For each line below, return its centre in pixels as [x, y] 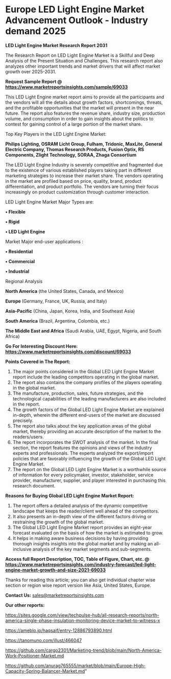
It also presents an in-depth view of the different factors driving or [82, 516]
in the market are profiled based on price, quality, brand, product [74, 181]
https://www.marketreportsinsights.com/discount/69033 [68, 351]
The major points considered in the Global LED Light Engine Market [83, 371]
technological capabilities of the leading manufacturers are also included [89, 398]
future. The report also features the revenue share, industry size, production [86, 113]
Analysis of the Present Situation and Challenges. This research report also [84, 60]
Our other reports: [25, 605]
